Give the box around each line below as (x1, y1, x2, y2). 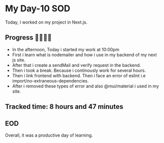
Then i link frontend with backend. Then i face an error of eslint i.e (12, 72, 146, 79)
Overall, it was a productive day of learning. (5, 132, 93, 138)
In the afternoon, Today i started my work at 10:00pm (12, 46, 119, 52)
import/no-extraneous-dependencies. (12, 78, 89, 84)
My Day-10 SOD (5, 3, 70, 14)
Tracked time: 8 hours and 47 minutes (5, 103, 123, 111)
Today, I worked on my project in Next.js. (5, 19, 88, 25)
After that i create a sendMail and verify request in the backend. (12, 62, 141, 68)
